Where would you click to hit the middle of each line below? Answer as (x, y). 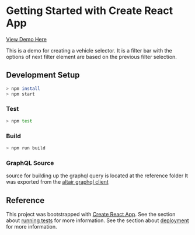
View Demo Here (26, 39)
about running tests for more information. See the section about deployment (97, 220)
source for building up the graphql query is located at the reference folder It (97, 176)
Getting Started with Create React (90, 11)
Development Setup (43, 75)
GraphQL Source (30, 163)
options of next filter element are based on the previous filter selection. (91, 57)
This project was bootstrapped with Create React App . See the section (91, 214)
